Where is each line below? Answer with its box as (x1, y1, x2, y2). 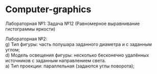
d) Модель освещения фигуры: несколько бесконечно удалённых (5, 52, 149, 58)
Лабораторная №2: (5, 36, 48, 42)
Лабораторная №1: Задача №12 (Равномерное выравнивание (5, 20, 140, 27)
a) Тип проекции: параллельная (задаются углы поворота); (5, 63, 134, 69)
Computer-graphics (5, 4, 92, 15)
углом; (5, 46, 20, 53)
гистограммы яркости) (5, 26, 56, 32)
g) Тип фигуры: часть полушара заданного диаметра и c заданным (5, 41, 152, 47)
